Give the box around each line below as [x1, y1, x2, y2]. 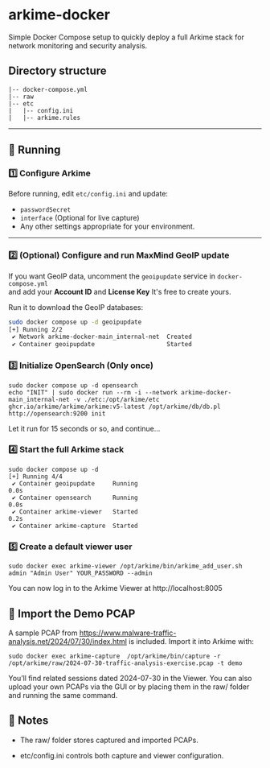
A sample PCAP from [8, 628, 78, 638]
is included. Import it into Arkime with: [128, 636, 255, 646]
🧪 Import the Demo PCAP [8, 606, 136, 621]
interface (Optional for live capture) [19, 213, 140, 223]
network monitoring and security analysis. [8, 40, 148, 50]
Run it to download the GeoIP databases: [8, 302, 144, 312]
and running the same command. [8, 690, 118, 700]
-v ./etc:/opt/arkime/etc [72, 395, 160, 403]
